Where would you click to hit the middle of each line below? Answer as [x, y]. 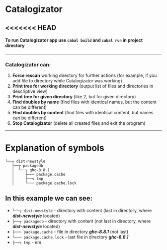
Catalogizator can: [28, 64]
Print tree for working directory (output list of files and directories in [83, 86]
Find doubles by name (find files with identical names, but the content [84, 102]
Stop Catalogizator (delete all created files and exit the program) [79, 123]
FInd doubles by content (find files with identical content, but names [83, 113]
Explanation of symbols [55, 148]
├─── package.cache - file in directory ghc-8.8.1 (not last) [70, 232]
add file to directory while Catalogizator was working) [67, 81]
